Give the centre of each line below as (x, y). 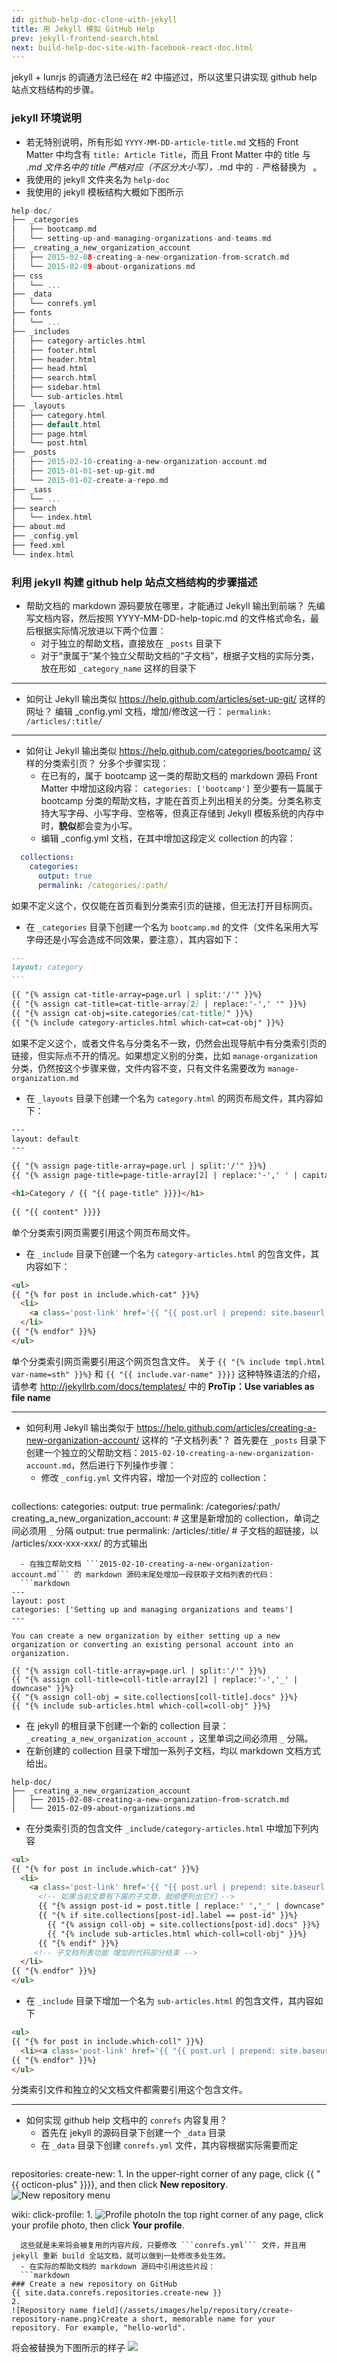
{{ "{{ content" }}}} (56, 1212)
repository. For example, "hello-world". (99, 2328)
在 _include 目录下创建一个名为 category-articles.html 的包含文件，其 (172, 1253)
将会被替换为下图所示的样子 (68, 2348)
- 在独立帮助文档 (51, 1564)
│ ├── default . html (56, 424)
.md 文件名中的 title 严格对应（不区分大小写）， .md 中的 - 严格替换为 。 (174, 167)
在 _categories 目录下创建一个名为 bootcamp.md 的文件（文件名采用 (163, 927)
